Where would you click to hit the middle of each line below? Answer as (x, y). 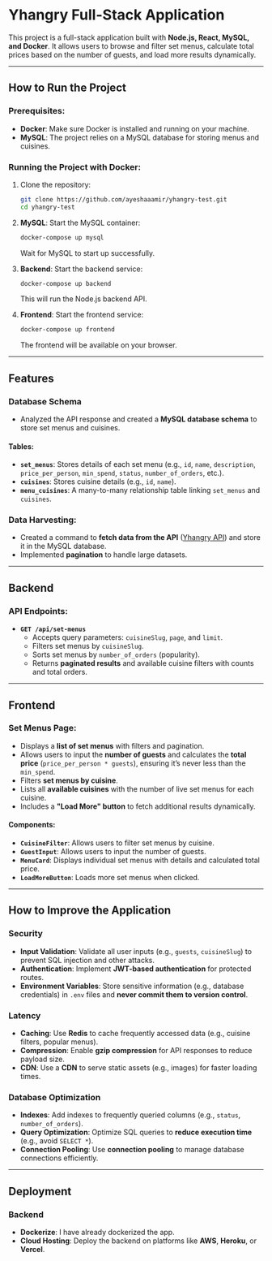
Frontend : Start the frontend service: (82, 315)
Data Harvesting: (42, 520)
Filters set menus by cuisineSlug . (88, 646)
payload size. (42, 1059)
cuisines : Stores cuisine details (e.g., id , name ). (98, 482)
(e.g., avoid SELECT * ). (57, 1141)
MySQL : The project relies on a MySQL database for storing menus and (140, 137)
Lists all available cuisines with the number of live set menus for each (137, 788)
